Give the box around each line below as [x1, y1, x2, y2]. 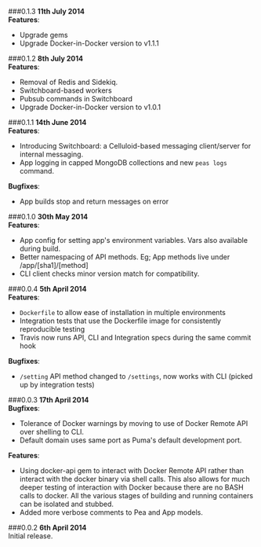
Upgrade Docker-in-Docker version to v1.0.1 [19, 102, 161, 112]
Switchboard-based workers [19, 86, 112, 95]
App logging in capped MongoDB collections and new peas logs [19, 158, 227, 167]
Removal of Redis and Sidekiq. [19, 78, 118, 86]
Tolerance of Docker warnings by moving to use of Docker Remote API [19, 419, 248, 428]
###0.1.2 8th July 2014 [8, 54, 84, 63]
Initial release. [8, 531, 53, 541]
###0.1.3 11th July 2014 [8, 7, 85, 16]
